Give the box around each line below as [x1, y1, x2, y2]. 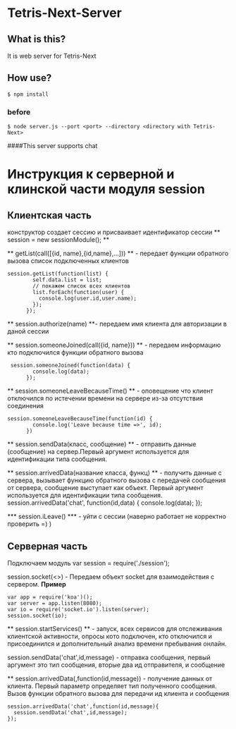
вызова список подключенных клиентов [7, 257, 129, 265]
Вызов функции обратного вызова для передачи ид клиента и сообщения [7, 689, 230, 697]
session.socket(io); [7, 612, 68, 619]
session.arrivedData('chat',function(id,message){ [7, 703, 159, 710]
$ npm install [7, 90, 49, 98]
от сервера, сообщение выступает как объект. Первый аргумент [7, 484, 204, 492]
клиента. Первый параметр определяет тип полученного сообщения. [7, 682, 217, 690]
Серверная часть [7, 540, 88, 552]
